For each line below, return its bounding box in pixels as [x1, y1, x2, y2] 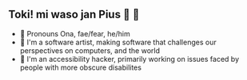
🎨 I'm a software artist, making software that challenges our [19, 37, 217, 47]
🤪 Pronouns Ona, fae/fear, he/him [19, 29, 130, 38]
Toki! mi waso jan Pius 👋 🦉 [8, 8, 140, 21]
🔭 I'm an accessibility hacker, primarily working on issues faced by [19, 54, 240, 63]
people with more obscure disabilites [19, 63, 142, 72]
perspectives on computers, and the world [19, 45, 160, 55]
